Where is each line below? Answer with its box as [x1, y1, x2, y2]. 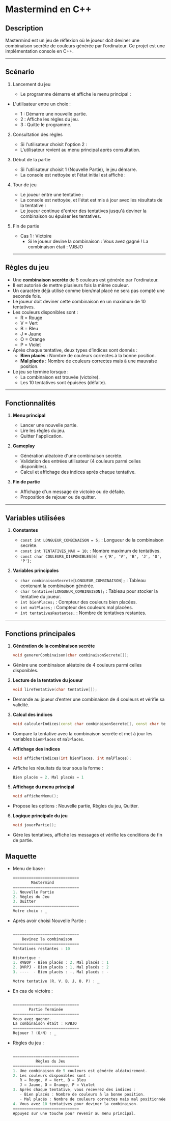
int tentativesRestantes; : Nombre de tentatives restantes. [20, 610, 147, 616]
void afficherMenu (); [12, 794, 59, 799]
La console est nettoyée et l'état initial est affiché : [20, 171, 126, 178]
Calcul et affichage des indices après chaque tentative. [20, 469, 136, 475]
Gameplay [12, 443, 35, 449]
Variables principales [12, 567, 59, 573]
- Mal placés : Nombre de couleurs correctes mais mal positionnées [19, 1097, 168, 1102]
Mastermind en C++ [5, 4, 92, 15]
